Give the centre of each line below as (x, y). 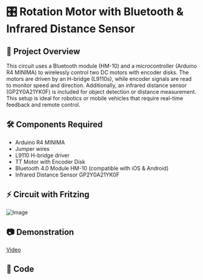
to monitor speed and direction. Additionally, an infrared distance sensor (96, 85)
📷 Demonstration (40, 232)
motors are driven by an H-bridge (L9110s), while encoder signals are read (99, 79)
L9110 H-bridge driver (42, 155)
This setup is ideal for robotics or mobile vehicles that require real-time (95, 98)
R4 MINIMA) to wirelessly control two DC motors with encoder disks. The (98, 72)
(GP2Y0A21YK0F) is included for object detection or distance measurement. (101, 92)
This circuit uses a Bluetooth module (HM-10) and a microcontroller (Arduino (101, 66)
